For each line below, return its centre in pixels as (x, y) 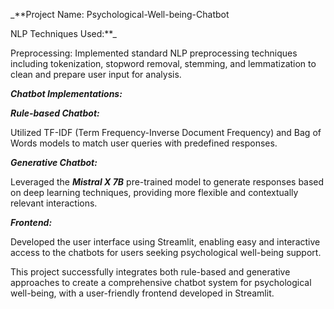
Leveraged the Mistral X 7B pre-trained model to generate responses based (167, 182)
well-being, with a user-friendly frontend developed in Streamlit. (142, 293)
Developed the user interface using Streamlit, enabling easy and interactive (165, 242)
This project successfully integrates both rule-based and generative (150, 272)
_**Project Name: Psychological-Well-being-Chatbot (120, 14)
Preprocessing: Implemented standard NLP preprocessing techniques (154, 53)
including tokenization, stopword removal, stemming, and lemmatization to (163, 63)
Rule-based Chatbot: (55, 113)
